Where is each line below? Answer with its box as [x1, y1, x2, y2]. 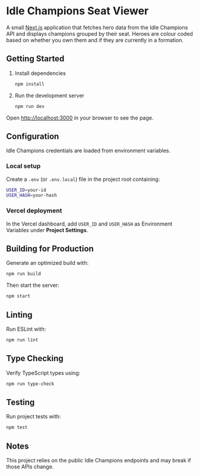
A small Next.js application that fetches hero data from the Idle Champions [6, 24, 188, 31]
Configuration [6, 131, 59, 141]
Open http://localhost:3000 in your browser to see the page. [6, 114, 154, 121]
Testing [6, 397, 35, 407]
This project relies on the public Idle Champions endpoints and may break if [6, 457, 191, 464]
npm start [6, 293, 31, 299]
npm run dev [14, 103, 45, 109]
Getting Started [6, 54, 65, 64]
